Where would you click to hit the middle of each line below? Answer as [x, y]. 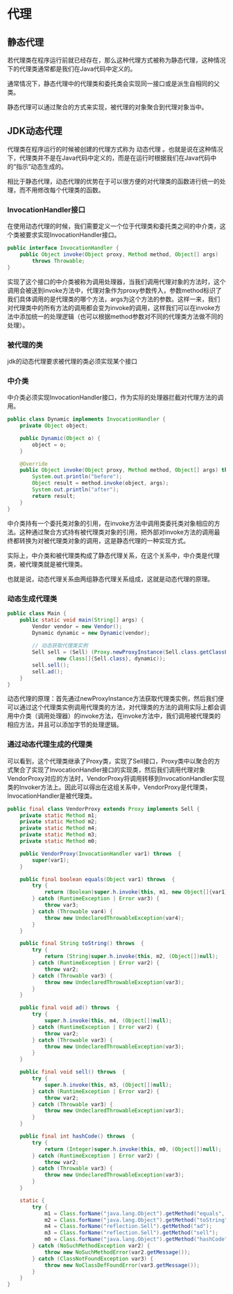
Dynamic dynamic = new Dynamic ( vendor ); [91, 633]
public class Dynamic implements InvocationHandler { [87, 419]
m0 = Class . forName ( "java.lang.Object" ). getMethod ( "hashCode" [136, 1239]
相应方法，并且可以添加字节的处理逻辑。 [65, 725]
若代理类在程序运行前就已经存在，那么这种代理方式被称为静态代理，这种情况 [116, 60]
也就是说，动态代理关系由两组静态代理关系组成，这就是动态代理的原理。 [110, 579]
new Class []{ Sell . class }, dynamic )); [111, 658]
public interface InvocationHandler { [63, 248]
